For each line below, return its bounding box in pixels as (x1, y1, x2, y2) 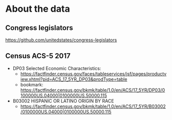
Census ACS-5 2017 (5, 52, 71, 60)
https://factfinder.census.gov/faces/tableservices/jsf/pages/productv (20, 70, 167, 77)
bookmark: (20, 81, 44, 87)
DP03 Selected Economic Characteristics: (12, 65, 101, 71)
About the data (5, 3, 70, 15)
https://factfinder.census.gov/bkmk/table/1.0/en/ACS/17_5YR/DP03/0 (20, 87, 165, 93)
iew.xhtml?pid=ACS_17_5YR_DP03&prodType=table (20, 76, 127, 82)
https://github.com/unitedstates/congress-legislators (5, 37, 117, 43)
